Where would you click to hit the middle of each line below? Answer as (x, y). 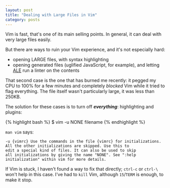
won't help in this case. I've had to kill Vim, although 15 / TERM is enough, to (84, 175)
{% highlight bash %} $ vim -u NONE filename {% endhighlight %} (76, 122)
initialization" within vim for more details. (56, 160)
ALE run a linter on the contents (46, 70)
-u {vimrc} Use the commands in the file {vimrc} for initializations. (83, 142)
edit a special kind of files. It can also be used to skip (71, 151)
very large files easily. (28, 40)
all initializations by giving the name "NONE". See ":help (71, 155)
